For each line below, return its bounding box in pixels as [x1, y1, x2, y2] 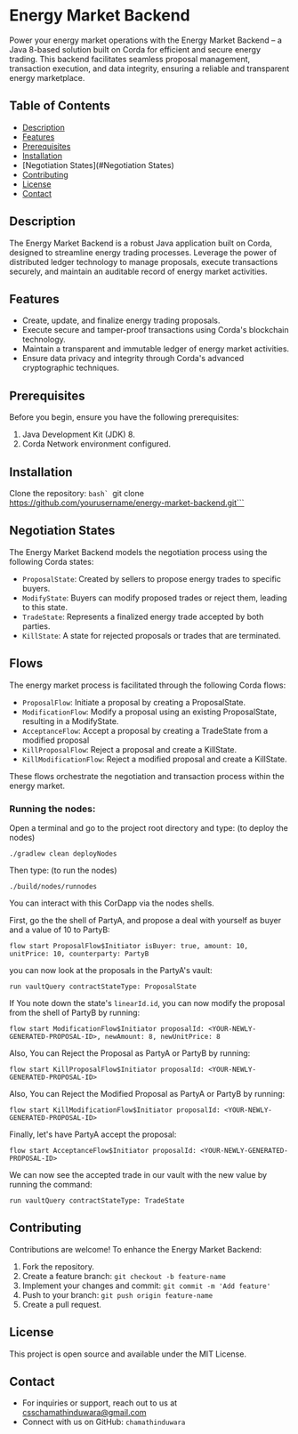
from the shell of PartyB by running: [9, 1007, 141, 1018]
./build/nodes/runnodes [9, 882, 98, 890]
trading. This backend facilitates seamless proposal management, [9, 53, 251, 64]
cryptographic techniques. [21, 362, 120, 374]
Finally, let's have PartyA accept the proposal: [9, 1129, 177, 1140]
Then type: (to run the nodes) [9, 865, 117, 875]
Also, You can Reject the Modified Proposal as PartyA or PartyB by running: [9, 1088, 286, 1099]
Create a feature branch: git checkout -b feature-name [21, 1270, 227, 1281]
